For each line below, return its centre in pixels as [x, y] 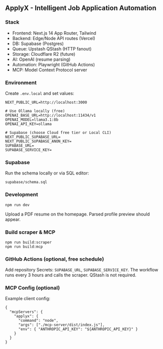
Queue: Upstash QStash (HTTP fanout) [52, 48]
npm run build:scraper [28, 242]
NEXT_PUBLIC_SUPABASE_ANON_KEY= [38, 141]
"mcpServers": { [26, 312]
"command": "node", [38, 321]
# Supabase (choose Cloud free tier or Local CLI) [58, 132]
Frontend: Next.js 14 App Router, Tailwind [54, 33]
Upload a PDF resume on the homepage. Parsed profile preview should [78, 214]
